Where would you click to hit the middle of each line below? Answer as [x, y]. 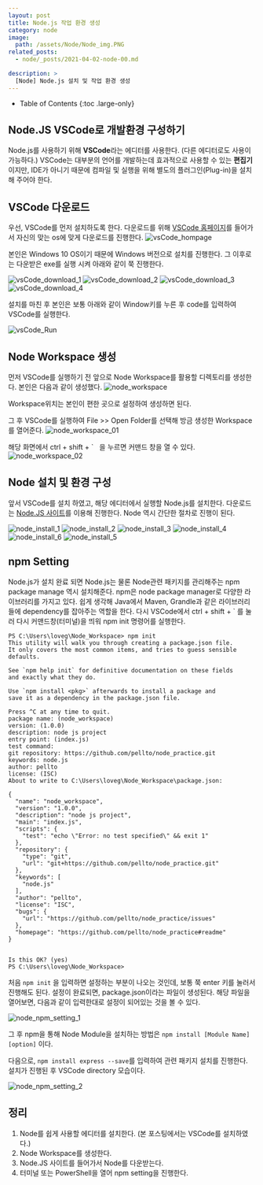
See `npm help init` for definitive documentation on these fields [121, 670]
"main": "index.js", [49, 822]
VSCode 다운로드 [49, 207]
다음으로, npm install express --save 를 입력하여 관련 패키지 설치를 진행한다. [128, 1061]
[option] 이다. [31, 1043]
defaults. [24, 657]
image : [19, 37]
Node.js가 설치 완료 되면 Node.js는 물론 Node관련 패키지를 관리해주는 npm [124, 581]
